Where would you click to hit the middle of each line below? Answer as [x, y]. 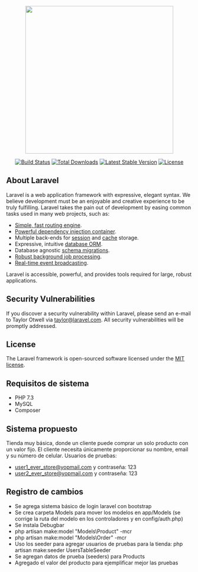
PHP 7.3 [24, 398]
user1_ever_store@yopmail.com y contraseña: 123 [76, 467]
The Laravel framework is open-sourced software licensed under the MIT [95, 359]
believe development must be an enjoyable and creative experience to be [95, 201]
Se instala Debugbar [40, 525]
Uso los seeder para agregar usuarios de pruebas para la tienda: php [99, 544]
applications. [22, 280]
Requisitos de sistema [48, 383]
